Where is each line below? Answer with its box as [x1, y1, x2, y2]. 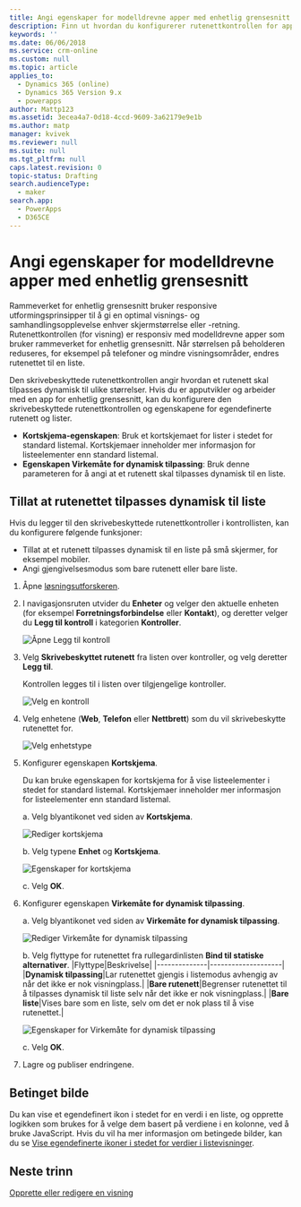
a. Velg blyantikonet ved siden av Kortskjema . [21, 811, 193, 822]
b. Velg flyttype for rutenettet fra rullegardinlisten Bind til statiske [21, 950, 264, 961]
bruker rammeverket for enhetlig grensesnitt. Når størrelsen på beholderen [9, 338, 285, 349]
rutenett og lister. [9, 413, 73, 424]
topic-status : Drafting [9, 171, 99, 180]
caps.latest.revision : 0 [9, 163, 102, 172]
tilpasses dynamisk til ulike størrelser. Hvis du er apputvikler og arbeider [9, 384, 276, 395]
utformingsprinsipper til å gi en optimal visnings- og [9, 310, 200, 321]
